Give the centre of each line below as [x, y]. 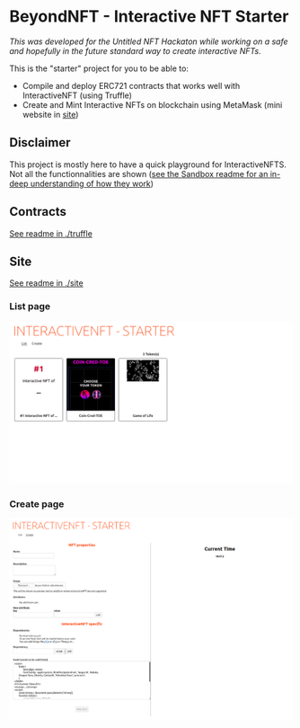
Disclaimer [40, 142]
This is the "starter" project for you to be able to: [99, 68]
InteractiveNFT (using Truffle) [77, 95]
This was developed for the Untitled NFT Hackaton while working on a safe [149, 41]
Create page [37, 504]
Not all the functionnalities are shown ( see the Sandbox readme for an [139, 173]
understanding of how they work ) [92, 183]
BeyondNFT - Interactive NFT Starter [149, 17]
